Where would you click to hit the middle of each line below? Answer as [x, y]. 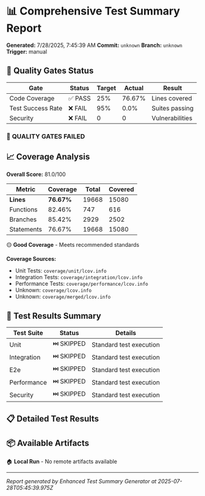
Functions [23, 210]
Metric [26, 190]
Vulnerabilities [172, 118]
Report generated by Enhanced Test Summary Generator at [81, 481]
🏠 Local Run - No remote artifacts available [62, 461]
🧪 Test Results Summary [54, 316]
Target [106, 88]
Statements [26, 230]
